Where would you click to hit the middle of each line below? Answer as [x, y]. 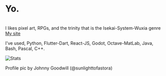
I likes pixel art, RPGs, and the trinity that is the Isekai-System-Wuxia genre [83, 28]
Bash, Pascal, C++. [25, 48]
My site [13, 33]
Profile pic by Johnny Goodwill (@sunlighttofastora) [59, 68]
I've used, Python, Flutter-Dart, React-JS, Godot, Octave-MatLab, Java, [79, 43]
